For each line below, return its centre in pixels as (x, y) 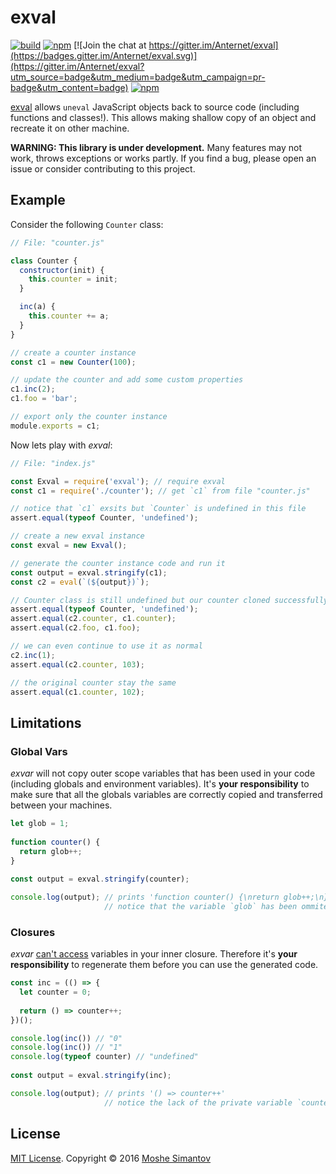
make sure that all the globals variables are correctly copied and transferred (166, 795)
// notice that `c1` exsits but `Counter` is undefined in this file (158, 509)
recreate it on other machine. (70, 128)
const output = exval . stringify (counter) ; (100, 879)
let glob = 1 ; (40, 824)
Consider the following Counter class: (87, 224)
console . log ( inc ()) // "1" (66, 1047)
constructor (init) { (62, 270)
